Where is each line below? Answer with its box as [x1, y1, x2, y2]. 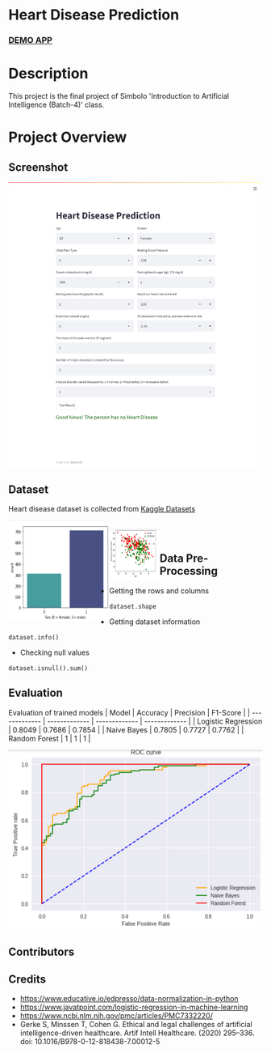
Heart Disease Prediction [8, 6, 180, 24]
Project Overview [8, 128, 127, 146]
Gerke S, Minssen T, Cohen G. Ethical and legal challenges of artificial [19, 1020, 252, 1030]
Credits [8, 972, 47, 986]
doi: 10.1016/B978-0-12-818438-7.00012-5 [19, 1037, 161, 1047]
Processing [160, 564, 218, 578]
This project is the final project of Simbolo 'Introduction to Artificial [8, 91, 230, 101]
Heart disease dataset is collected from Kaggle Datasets [8, 504, 196, 514]
